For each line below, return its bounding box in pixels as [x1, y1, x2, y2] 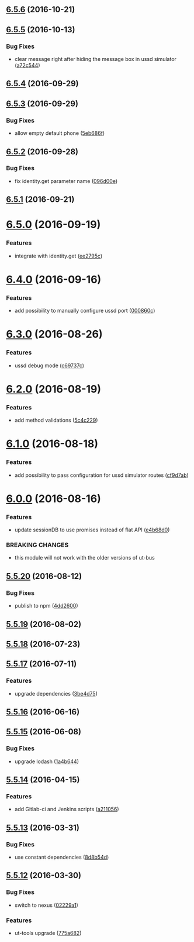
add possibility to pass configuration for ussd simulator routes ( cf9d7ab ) [14, 472, 189, 479]
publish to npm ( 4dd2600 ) [14, 602, 78, 609]
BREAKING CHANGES [6, 541, 69, 549]
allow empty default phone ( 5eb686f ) [14, 130, 105, 137]
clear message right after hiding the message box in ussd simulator [14, 56, 177, 63]
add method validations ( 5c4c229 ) [14, 416, 98, 424]
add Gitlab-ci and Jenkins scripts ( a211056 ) [14, 806, 119, 813]
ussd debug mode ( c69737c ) [14, 362, 85, 369]
